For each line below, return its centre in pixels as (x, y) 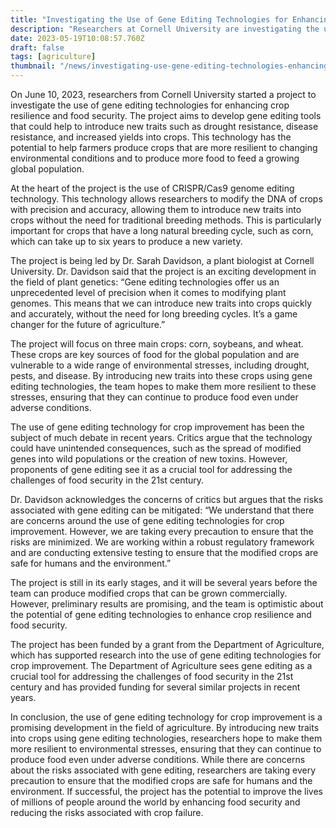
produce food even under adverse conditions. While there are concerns (158, 759)
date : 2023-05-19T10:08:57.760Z (77, 38)
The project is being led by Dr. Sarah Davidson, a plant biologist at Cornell (162, 260)
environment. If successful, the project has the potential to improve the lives (166, 791)
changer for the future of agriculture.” (88, 324)
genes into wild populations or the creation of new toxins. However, (149, 459)
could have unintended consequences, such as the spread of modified (156, 448)
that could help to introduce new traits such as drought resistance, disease (164, 126)
